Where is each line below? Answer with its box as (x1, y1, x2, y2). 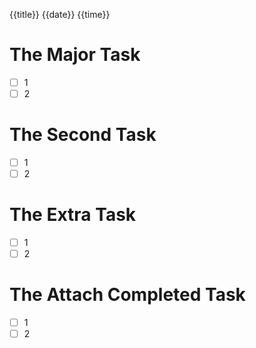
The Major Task (9, 44, 141, 66)
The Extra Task (9, 204, 137, 226)
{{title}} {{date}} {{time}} (9, 9, 111, 20)
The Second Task (9, 124, 157, 146)
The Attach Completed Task (9, 284, 246, 306)
